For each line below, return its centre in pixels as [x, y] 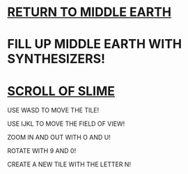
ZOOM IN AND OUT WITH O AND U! [59, 138]
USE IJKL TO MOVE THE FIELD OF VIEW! [66, 124]
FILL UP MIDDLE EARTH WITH [95, 44]
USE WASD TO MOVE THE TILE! [53, 110]
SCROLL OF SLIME [61, 91]
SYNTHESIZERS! [56, 59]
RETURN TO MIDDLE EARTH [89, 12]
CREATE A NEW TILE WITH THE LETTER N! [69, 164]
